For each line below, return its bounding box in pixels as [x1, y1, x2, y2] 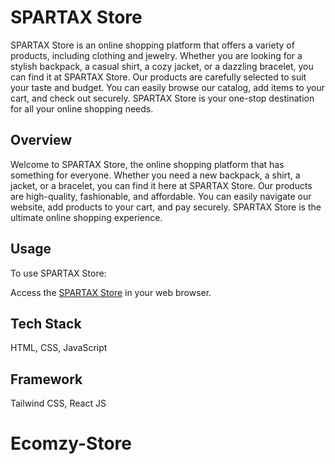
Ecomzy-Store [10, 432, 132, 455]
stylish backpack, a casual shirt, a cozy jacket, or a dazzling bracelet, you [10, 60, 314, 72]
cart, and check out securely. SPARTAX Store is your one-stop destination [10, 92, 315, 104]
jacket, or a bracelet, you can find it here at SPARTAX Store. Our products [10, 179, 313, 191]
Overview [10, 132, 73, 149]
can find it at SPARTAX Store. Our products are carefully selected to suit [10, 71, 307, 83]
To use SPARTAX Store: [10, 267, 107, 279]
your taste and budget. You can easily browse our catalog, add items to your [10, 81, 326, 93]
